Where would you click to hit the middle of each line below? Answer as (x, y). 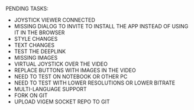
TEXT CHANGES (34, 45)
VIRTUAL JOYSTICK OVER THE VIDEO (61, 64)
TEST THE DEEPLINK (40, 51)
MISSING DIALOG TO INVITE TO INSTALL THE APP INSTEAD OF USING (101, 26)
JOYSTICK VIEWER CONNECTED (55, 20)
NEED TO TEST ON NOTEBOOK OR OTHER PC (71, 77)
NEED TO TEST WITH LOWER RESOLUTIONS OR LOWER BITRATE (95, 83)
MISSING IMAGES (36, 58)
